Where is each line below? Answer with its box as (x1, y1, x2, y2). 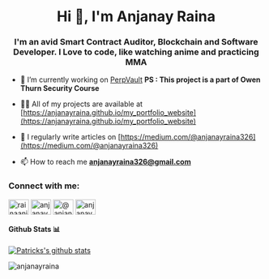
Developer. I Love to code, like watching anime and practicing (13, 46, 259, 58)
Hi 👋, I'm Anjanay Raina (56, 7, 216, 26)
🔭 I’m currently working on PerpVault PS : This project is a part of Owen (19, 75, 261, 84)
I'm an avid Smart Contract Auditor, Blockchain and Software (14, 36, 258, 48)
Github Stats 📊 (8, 225, 61, 234)
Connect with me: (8, 180, 80, 191)
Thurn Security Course (19, 84, 100, 93)
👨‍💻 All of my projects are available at (19, 99, 143, 109)
